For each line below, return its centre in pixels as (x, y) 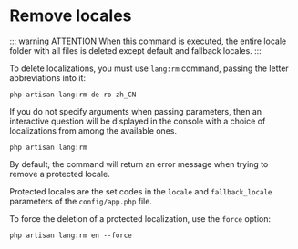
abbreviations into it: (48, 77)
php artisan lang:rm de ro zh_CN (73, 95)
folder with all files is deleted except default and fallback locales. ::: (135, 50)
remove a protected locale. (60, 174)
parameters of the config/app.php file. (81, 201)
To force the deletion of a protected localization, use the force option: (140, 218)
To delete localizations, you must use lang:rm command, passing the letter (149, 68)
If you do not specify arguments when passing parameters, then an (136, 111)
